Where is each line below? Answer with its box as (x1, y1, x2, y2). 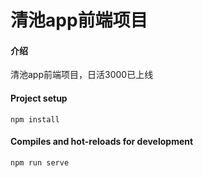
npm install (10, 114, 60, 125)
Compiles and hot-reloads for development (10, 136, 194, 148)
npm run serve (10, 157, 70, 168)
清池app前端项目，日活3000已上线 (10, 69, 154, 81)
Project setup (10, 92, 68, 104)
